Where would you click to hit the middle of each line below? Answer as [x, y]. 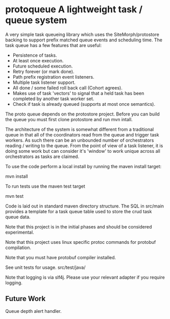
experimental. [20, 232]
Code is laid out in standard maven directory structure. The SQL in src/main [85, 206]
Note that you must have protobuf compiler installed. [61, 257]
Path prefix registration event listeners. [53, 77]
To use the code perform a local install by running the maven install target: [83, 166]
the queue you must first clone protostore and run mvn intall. [69, 119]
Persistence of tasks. [35, 55]
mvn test [15, 196]
